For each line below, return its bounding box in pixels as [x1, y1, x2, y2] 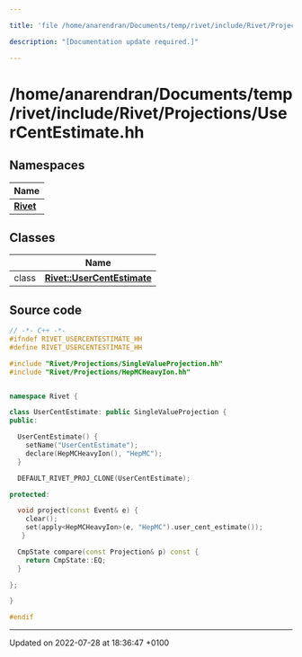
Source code [9, 302, 83, 317]
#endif [9, 613, 34, 622]
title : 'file [9, 21, 58, 30]
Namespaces [9, 158, 85, 173]
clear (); [25, 514, 58, 524]
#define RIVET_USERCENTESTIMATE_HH [9, 342, 143, 351]
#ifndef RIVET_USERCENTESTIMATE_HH [9, 334, 143, 343]
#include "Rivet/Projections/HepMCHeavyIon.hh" [9, 368, 191, 377]
